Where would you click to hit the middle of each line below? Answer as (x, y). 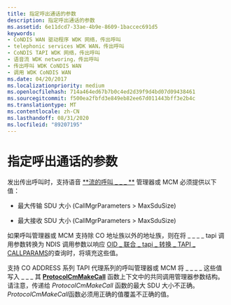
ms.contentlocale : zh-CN (43, 111)
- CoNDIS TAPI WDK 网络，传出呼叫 (54, 53)
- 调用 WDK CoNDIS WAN (39, 72)
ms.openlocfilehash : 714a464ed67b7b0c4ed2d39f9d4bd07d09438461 (101, 92)
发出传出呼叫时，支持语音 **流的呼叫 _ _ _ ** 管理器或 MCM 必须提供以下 (112, 182)
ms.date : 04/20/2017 (37, 79)
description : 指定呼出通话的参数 (51, 20)
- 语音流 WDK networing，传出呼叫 (53, 60)
